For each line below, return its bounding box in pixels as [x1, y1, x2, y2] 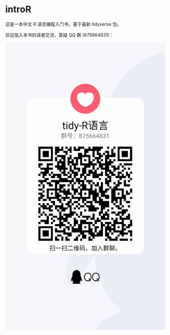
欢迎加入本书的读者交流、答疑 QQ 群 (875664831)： [5, 32, 114, 38]
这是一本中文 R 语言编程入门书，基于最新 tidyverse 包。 [5, 21, 122, 27]
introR [5, 4, 31, 15]
